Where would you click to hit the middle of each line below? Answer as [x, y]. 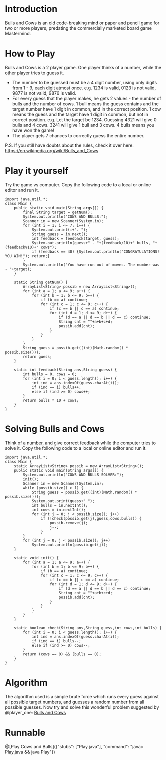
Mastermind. [18, 33]
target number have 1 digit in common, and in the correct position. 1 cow [86, 109]
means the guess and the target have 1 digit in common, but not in [80, 114]
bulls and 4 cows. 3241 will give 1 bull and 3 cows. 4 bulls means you [83, 125]
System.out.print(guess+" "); [63, 501]
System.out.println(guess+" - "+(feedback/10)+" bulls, [91, 243]
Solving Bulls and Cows [55, 429]
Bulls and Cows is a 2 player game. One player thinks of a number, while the [83, 67]
